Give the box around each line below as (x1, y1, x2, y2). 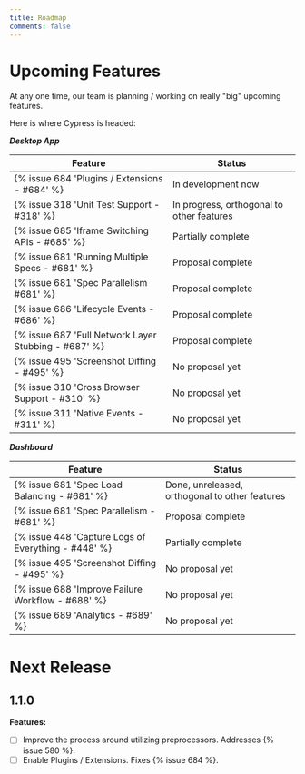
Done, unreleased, (164, 478, 243, 491)
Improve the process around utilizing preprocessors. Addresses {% (22, 734, 275, 745)
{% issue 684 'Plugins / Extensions (14, 172, 163, 185)
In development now (172, 178, 260, 191)
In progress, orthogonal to (172, 199, 283, 211)
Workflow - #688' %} (14, 594, 107, 607)
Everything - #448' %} (14, 542, 113, 554)
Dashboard (9, 442, 53, 453)
